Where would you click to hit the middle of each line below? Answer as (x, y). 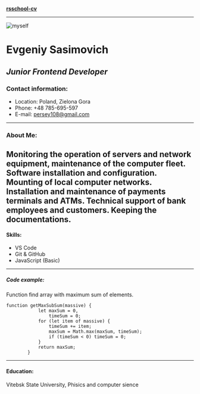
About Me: (22, 135)
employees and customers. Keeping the (82, 210)
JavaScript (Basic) (37, 261)
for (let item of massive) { (74, 321)
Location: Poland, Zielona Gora (53, 101)
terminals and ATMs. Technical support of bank (96, 201)
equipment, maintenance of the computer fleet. (96, 164)
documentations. (39, 220)
